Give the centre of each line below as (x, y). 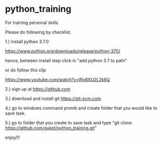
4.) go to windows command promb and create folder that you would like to (81, 108)
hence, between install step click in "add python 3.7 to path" (66, 60)
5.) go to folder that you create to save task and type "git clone (68, 122)
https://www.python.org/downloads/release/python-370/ (63, 51)
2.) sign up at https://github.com (38, 89)
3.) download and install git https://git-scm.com (53, 98)
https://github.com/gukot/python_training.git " (51, 128)
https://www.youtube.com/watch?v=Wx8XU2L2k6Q (58, 79)
